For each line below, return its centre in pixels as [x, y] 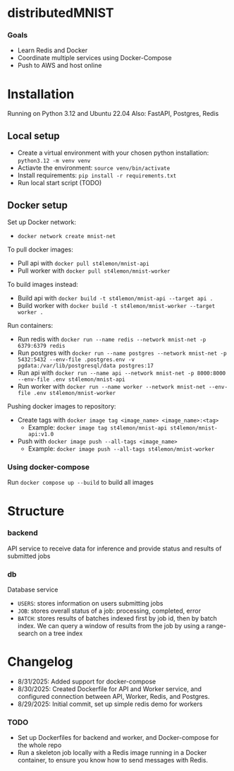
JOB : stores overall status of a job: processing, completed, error [109, 611]
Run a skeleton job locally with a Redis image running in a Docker [112, 753]
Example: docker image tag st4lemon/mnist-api [98, 428]
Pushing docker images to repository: [62, 406]
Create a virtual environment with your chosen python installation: [113, 153]
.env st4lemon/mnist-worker [75, 394]
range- [216, 626]
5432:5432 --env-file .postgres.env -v [76, 360]
